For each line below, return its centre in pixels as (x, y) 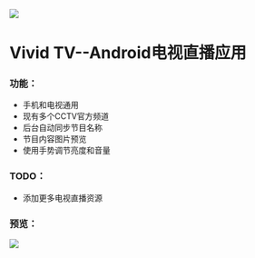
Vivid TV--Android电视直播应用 (128, 53)
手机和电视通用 (50, 105)
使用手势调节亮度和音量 (66, 151)
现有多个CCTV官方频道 (65, 116)
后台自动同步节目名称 (62, 128)
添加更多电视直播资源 (62, 198)
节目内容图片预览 (54, 139)
